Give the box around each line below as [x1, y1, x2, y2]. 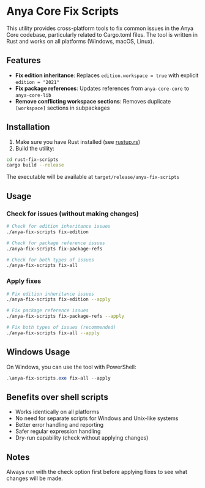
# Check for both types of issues [6, 257, 95, 263]
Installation [6, 122, 50, 132]
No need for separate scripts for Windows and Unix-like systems [15, 415, 179, 422]
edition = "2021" [15, 79, 60, 85]
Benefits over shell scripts [6, 392, 108, 402]
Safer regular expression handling [15, 427, 101, 435]
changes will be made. [6, 475, 63, 482]
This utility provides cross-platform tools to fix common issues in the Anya [6, 24, 194, 32]
